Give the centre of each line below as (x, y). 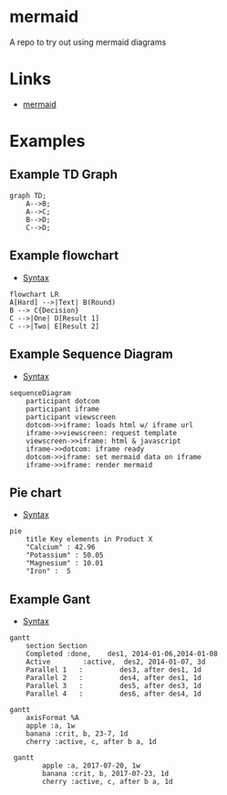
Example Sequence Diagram (91, 355)
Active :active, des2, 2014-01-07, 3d (116, 662)
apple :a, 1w (51, 726)
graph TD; (28, 195)
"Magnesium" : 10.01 (65, 563)
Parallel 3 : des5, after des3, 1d (114, 686)
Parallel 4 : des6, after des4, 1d (114, 694)
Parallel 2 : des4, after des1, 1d (114, 678)
